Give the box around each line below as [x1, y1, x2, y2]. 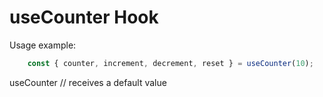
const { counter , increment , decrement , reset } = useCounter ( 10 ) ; [27, 58, 314, 68]
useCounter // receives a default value [9, 76, 167, 88]
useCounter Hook [9, 6, 159, 29]
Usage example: [9, 39, 77, 51]
